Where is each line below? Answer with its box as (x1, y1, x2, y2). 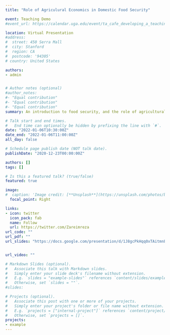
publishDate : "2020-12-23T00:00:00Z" (5, 151, 85, 156)
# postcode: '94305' (5, 53, 51, 59)
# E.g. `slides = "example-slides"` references (5, 275, 112, 281)
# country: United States (5, 59, 60, 64)
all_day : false (5, 137, 37, 142)
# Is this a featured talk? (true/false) (5, 174, 94, 179)
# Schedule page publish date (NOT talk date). (5, 146, 108, 151)
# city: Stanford (5, 44, 44, 49)
